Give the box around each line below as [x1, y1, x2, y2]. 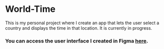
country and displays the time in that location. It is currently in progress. [5, 25, 153, 31]
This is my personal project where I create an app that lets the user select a [5, 20, 160, 26]
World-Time [5, 3, 56, 15]
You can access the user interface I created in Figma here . [5, 37, 148, 44]
